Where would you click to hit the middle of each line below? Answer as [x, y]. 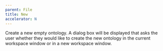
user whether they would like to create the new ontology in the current [78, 38]
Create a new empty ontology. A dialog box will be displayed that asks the [81, 33]
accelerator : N [21, 19]
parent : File [19, 10]
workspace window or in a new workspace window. [58, 44]
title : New [17, 14]
